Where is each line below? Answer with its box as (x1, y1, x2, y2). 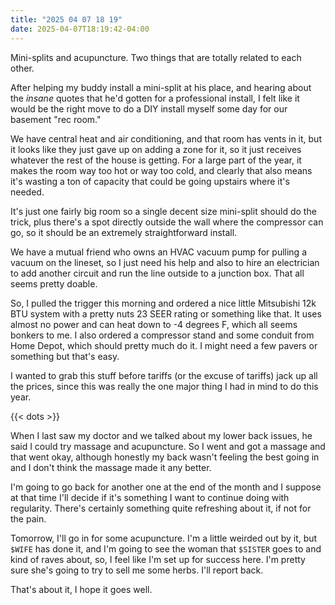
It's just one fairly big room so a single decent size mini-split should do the (10, 205, 317, 217)
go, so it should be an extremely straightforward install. (10, 226, 238, 238)
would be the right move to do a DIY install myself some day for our (10, 102, 288, 115)
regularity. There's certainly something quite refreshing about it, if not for (10, 502, 312, 514)
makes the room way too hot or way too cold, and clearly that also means (10, 164, 313, 176)
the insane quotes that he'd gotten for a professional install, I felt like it (10, 92, 300, 104)
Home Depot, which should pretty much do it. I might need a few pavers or (10, 339, 318, 351)
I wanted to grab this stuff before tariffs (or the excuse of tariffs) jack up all (10, 369, 318, 381)
